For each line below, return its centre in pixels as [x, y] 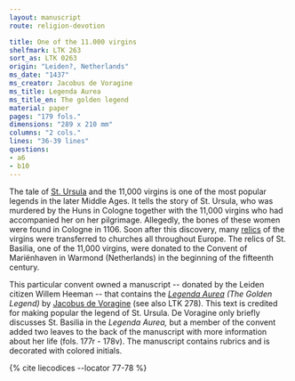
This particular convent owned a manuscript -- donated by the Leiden [137, 284]
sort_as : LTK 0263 [43, 59]
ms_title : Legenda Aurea [55, 91]
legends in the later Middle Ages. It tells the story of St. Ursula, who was [141, 200]
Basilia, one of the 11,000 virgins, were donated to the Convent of [128, 248]
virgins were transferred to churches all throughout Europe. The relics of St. [147, 239]
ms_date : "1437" [39, 75]
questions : [29, 150]
